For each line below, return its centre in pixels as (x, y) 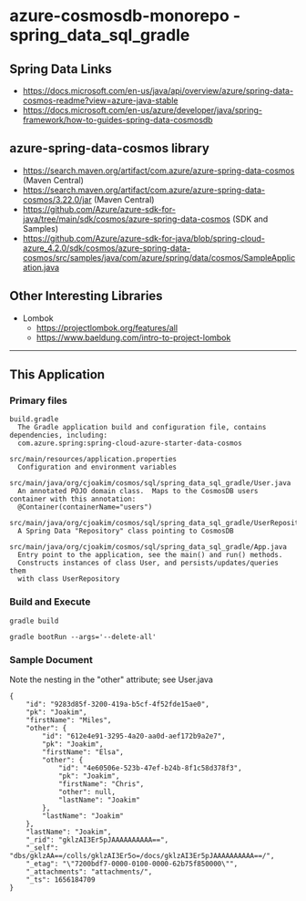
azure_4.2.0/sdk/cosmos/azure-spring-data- (107, 248)
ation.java (41, 267)
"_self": (42, 848)
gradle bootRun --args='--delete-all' (83, 637)
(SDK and (250, 219)
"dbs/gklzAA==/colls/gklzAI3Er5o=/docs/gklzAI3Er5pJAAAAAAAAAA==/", (142, 855)
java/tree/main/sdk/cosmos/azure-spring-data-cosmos (126, 219)
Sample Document (51, 659)
